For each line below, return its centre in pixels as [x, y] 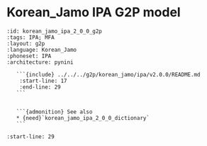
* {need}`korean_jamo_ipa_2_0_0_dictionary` [83, 118]
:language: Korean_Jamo [42, 50]
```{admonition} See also [54, 112]
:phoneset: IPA [29, 56]
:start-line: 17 [44, 81]
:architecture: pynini [40, 62]
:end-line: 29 [40, 87]
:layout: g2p [26, 43]
